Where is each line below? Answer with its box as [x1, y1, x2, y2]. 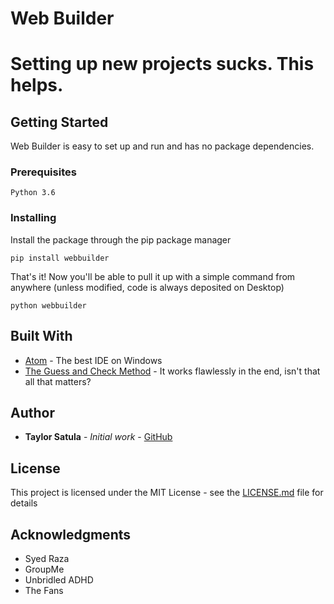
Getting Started [10, 113, 109, 131]
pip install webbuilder [10, 253, 110, 263]
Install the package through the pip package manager [10, 233, 232, 246]
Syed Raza [24, 553, 70, 565]
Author [10, 404, 55, 421]
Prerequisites [10, 165, 77, 179]
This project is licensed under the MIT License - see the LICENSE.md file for [10, 487, 324, 499]
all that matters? [24, 375, 92, 387]
